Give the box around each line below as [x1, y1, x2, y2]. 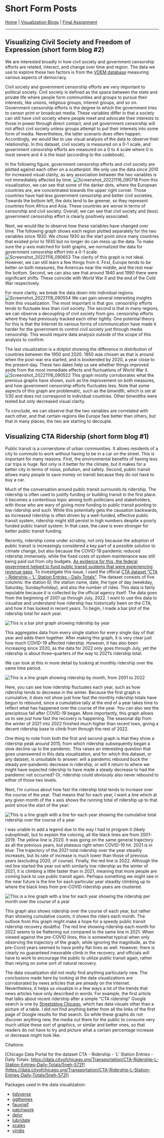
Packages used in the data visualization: [5, 1082, 86, 1087]
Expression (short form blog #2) [5, 46, 104, 54]
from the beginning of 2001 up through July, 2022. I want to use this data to [5, 595, 157, 601]
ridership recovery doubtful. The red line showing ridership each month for [5, 924, 156, 929]
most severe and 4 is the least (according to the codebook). [5, 152, 125, 158]
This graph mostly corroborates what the [71, 372, 154, 378]
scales [12, 1122, 26, 1128]
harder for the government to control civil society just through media [5, 326, 143, 332]
